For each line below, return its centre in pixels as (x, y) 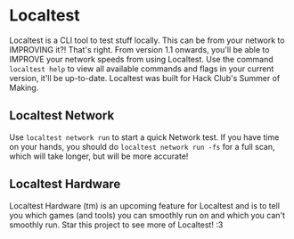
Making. (24, 87)
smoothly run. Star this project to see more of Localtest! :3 (116, 225)
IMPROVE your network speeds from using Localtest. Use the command (141, 59)
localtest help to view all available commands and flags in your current (142, 69)
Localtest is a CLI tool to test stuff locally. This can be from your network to (147, 40)
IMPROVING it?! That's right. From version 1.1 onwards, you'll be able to (139, 49)
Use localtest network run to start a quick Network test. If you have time (144, 137)
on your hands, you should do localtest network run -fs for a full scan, (142, 146)
